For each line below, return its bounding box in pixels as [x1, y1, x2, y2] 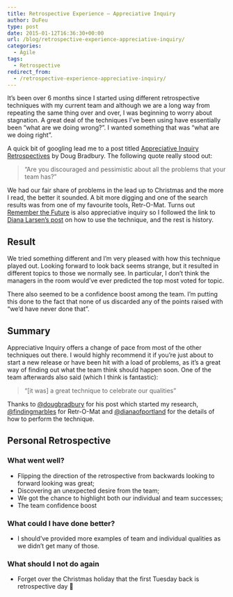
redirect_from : [7, 68, 51, 75]
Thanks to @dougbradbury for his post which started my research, [7, 400, 199, 408]
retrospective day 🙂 [17, 582, 74, 591]
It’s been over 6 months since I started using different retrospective [7, 94, 200, 102]
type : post [7, 23, 39, 30]
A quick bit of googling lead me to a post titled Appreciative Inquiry [7, 144, 200, 153]
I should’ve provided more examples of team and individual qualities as [17, 534, 221, 543]
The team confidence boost [17, 501, 97, 509]
